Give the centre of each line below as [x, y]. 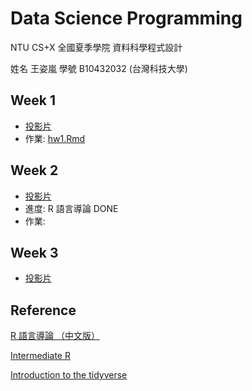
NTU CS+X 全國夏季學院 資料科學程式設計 [96, 47]
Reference [43, 310]
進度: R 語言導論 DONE [71, 208]
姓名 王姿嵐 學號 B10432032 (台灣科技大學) [99, 68]
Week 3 [34, 252]
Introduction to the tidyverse [69, 375]
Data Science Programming [126, 18]
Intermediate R [40, 356]
